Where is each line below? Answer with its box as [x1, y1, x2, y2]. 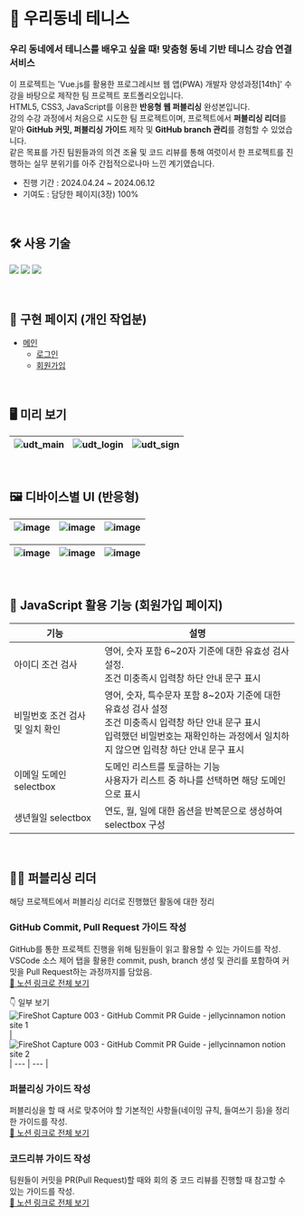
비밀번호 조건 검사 [14, 709, 86, 721]
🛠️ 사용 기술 [9, 235, 71, 250]
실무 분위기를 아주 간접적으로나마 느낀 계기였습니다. [33, 158, 215, 169]
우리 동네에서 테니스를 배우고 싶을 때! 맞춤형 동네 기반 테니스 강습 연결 [9, 43, 292, 55]
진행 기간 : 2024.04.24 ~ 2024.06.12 [22, 178, 156, 189]
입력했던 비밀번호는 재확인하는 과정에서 [104, 730, 262, 742]
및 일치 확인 [14, 722, 62, 735]
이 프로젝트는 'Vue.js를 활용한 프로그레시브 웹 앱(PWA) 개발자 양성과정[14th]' [9, 79, 283, 90]
